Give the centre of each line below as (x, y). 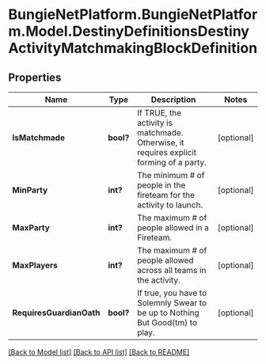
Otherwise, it (161, 142)
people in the (161, 185)
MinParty (30, 190)
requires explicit (167, 152)
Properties (35, 77)
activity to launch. (170, 205)
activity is (155, 123)
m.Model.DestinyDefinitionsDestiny (129, 31)
